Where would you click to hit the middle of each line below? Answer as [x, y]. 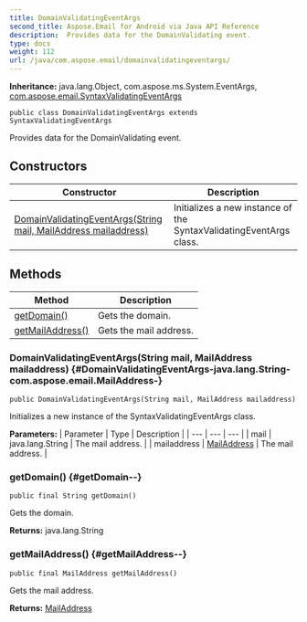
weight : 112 [32, 52]
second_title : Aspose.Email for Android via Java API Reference [134, 26]
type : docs [30, 43]
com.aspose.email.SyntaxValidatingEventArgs [96, 96]
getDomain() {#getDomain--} [76, 477]
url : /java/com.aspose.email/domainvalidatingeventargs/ [120, 60]
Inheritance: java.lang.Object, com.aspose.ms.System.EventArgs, [133, 86]
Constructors [48, 167]
